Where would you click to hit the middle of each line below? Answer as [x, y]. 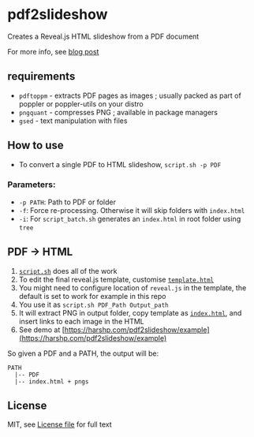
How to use [35, 146]
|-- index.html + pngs [52, 381]
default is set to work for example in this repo [92, 296]
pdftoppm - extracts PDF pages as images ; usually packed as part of [130, 95]
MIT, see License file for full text [60, 424]
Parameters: [32, 185]
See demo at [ [41, 330]
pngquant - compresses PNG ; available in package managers [118, 112]
